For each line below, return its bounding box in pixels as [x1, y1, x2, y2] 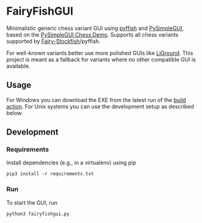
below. [6, 109, 23, 117]
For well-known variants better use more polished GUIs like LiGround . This [6, 49, 193, 56]
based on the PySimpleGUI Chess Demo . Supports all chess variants [6, 31, 179, 38]
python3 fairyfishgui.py [6, 211, 70, 217]
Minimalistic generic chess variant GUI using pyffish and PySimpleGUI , [6, 24, 184, 32]
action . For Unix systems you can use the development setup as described [6, 103, 194, 110]
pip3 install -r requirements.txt [6, 171, 95, 177]
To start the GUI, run [6, 199, 58, 206]
